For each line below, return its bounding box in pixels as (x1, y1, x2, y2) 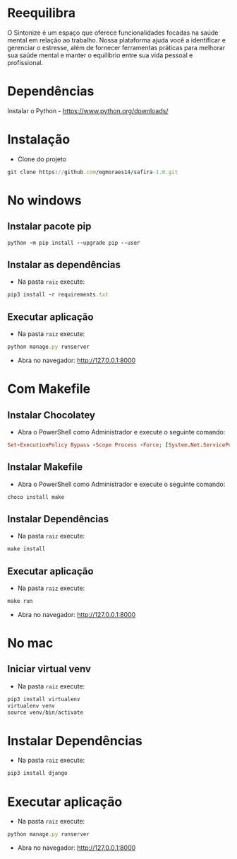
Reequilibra (7, 5, 76, 21)
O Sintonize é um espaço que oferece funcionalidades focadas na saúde (7, 28, 219, 37)
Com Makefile (7, 381, 90, 397)
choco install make (7, 493, 65, 500)
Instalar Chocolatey (7, 409, 95, 421)
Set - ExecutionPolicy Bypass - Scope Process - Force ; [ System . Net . (7, 441, 204, 449)
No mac (7, 635, 54, 652)
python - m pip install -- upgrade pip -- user (7, 239, 140, 246)
